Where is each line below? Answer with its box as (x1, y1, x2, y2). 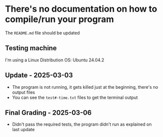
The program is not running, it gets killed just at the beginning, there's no (12, 84, 158, 90)
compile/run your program (5, 14, 114, 25)
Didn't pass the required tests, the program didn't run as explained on (12, 121, 152, 127)
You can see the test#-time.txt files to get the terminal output (12, 94, 138, 100)
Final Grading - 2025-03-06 (5, 108, 92, 117)
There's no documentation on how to (5, 3, 157, 15)
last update (12, 127, 35, 133)
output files (12, 89, 35, 95)
